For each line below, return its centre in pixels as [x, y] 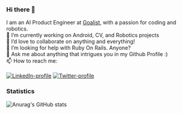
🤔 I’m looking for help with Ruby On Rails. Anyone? [68, 48]
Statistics [20, 91]
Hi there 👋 [21, 10]
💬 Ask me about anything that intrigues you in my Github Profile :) [87, 54]
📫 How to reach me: [32, 61]
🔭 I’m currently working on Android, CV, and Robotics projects [83, 35]
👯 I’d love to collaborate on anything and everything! [71, 42]
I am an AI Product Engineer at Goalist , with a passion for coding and [91, 23]
